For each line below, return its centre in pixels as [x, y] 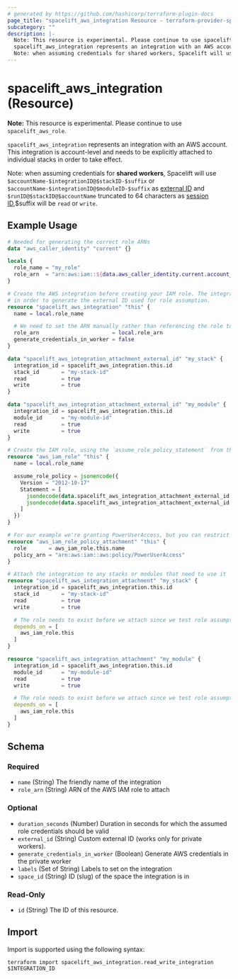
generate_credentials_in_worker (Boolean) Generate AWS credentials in [123, 854]
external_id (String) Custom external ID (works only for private [110, 838]
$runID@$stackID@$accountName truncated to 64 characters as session [108, 196]
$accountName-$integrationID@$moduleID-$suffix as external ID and [106, 188]
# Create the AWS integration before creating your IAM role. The [107, 294]
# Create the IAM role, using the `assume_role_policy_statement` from [115, 451]
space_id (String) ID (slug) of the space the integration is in [103, 876]
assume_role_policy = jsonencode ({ [66, 476]
